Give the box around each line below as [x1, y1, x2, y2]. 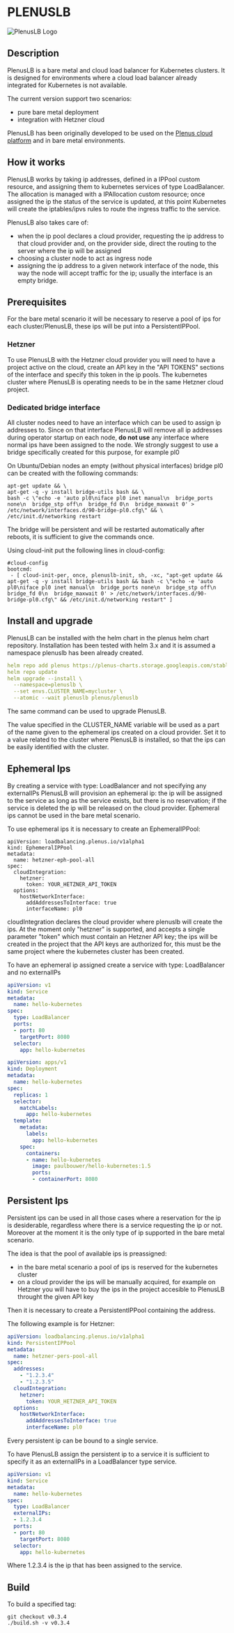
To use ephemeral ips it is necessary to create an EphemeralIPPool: [7, 825, 201, 833]
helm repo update [7, 668, 58, 675]
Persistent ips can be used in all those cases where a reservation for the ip [7, 1213, 221, 1221]
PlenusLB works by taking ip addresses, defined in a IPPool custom [7, 175, 201, 183]
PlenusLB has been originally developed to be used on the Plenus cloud [7, 128, 213, 137]
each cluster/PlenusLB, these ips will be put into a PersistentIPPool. [7, 322, 201, 331]
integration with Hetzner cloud [17, 115, 105, 123]
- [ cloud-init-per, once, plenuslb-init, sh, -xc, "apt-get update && [10, 571, 223, 579]
